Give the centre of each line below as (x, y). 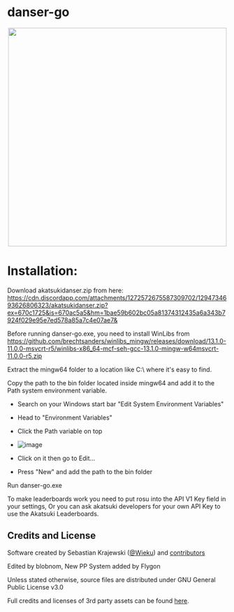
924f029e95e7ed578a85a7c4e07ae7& (63, 320)
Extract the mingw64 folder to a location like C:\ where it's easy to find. (110, 369)
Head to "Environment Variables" (65, 418)
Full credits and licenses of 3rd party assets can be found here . (98, 600)
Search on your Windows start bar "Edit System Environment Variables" (120, 404)
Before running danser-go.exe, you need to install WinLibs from (98, 334)
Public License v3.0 (36, 587)
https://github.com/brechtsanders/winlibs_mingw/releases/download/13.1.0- (117, 341)
